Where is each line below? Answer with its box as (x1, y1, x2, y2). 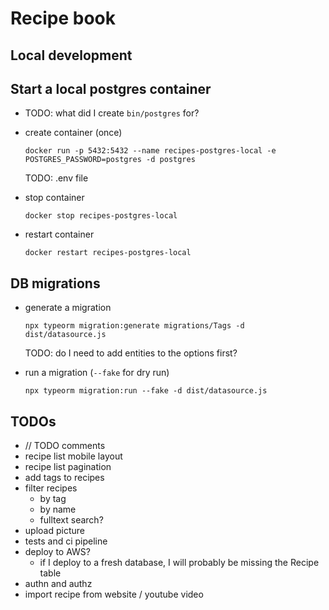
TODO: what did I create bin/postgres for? (24, 107, 200, 119)
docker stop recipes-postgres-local (24, 211, 178, 221)
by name (39, 503, 77, 516)
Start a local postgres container (10, 80, 212, 97)
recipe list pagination (24, 461, 112, 473)
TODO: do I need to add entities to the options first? (24, 347, 238, 359)
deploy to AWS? (24, 546, 91, 558)
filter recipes (24, 482, 78, 494)
